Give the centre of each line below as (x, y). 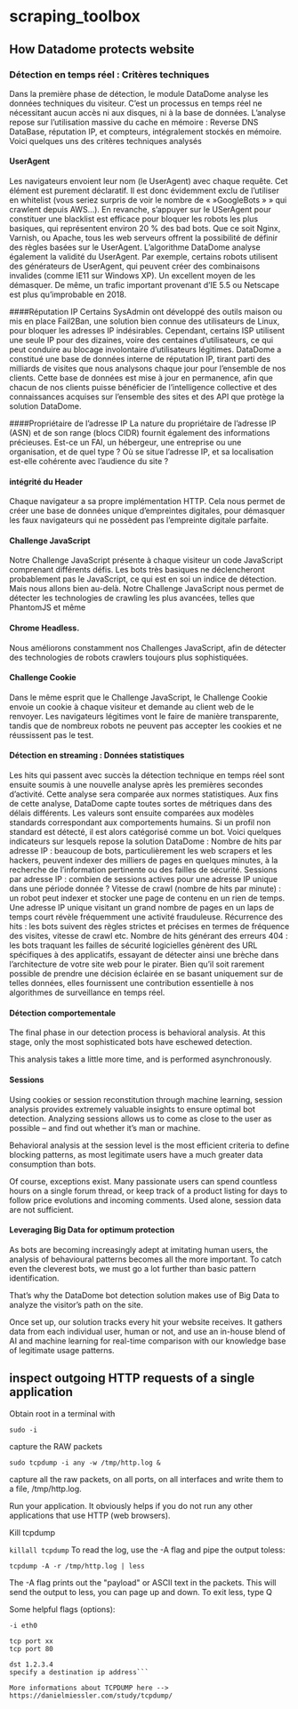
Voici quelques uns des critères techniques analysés (105, 140)
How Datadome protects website (102, 49)
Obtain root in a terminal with (62, 1413)
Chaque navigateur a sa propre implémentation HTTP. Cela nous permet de (147, 501)
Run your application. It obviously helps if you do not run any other (131, 1505)
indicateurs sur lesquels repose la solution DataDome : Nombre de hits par (145, 841)
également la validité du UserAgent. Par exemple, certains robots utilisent (144, 257)
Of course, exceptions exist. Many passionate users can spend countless (143, 1181)
